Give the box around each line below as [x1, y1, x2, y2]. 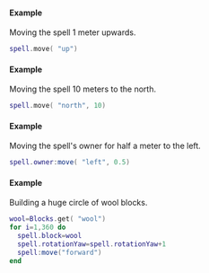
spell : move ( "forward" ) [17, 248, 102, 257]
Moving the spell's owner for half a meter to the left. [9, 140, 202, 152]
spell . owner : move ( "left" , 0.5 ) [9, 158, 130, 167]
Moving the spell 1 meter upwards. [9, 27, 136, 38]
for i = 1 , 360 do [9, 223, 66, 233]
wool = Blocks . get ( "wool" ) [9, 215, 106, 224]
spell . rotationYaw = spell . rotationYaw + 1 [17, 240, 167, 249]
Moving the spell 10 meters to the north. [9, 84, 157, 94]
